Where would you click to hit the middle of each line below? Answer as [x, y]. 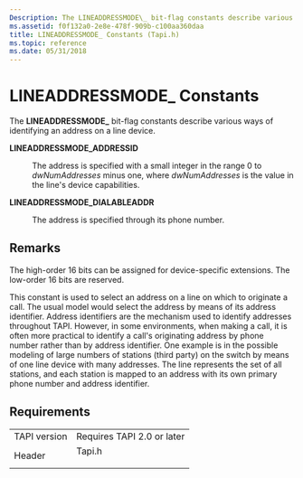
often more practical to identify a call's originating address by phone [137, 335]
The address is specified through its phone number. [128, 220]
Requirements [50, 412]
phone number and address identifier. [80, 383]
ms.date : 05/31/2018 [48, 52]
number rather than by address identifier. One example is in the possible [144, 345]
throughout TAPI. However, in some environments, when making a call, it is [148, 325]
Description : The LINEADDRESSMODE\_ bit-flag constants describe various [151, 18]
